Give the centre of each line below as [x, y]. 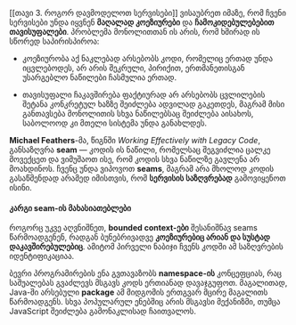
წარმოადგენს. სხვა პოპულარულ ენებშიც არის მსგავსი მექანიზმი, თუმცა [145, 302]
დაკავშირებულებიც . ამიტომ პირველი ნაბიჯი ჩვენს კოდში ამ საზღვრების [146, 247]
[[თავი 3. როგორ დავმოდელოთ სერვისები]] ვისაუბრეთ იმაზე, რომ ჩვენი [148, 13]
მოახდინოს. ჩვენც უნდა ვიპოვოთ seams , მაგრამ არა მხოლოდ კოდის [142, 169]
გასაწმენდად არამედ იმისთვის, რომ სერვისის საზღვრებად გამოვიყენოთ [148, 178]
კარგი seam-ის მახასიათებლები [70, 207]
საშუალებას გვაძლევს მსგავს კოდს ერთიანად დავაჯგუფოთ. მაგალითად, [148, 283]
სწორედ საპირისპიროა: [54, 41]
